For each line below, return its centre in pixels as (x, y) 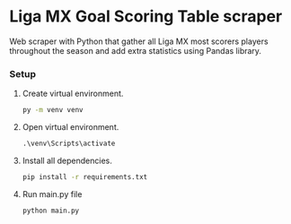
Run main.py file (52, 194)
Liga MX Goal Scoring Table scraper (146, 17)
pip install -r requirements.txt (85, 177)
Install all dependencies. (67, 160)
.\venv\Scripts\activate (69, 144)
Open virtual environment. (71, 127)
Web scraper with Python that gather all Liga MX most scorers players (139, 41)
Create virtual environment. (73, 94)
